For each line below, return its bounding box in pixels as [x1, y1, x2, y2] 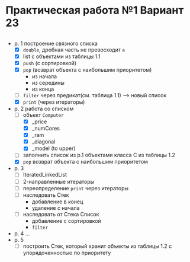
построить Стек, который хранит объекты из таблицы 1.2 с [22, 242, 172, 250]
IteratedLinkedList [22, 171, 67, 178]
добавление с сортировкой [31, 217, 101, 224]
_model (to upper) [31, 145, 76, 152]
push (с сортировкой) [22, 59, 77, 66]
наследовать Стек [22, 191, 69, 199]
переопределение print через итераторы [22, 184, 128, 191]
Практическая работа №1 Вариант [5, 4, 184, 17]
